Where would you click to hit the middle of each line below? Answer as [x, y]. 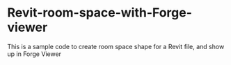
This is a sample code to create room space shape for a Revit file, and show [116, 46]
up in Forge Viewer [34, 54]
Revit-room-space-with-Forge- [100, 13]
